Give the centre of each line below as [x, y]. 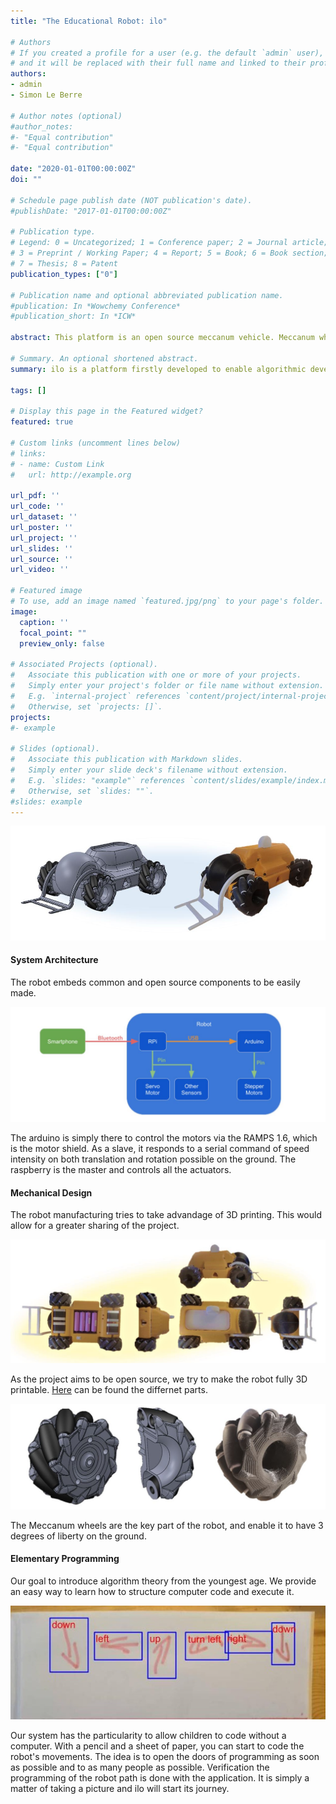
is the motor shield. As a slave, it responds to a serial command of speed [160, 1148]
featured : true [42, 422]
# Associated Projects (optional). [84, 665]
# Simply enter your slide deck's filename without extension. [149, 770]
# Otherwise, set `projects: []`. [86, 706]
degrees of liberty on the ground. [78, 1536]
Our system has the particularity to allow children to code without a [148, 1736]
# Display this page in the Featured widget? [106, 411]
